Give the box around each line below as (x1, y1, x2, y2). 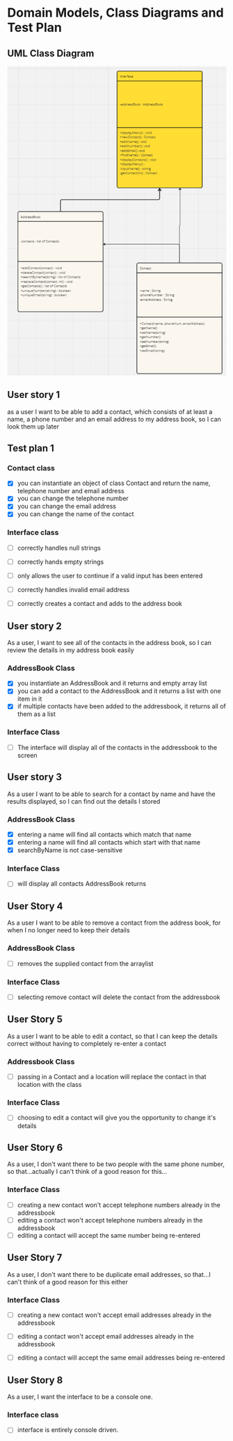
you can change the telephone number (17, 494, 129, 502)
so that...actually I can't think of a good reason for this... (7, 1168, 168, 1176)
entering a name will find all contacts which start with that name (17, 838, 200, 846)
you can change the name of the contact (17, 510, 134, 518)
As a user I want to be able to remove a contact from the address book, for (7, 918, 221, 927)
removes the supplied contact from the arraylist (17, 959, 154, 968)
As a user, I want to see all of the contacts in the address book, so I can (7, 638, 212, 646)
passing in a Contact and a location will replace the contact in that (17, 1073, 207, 1081)
